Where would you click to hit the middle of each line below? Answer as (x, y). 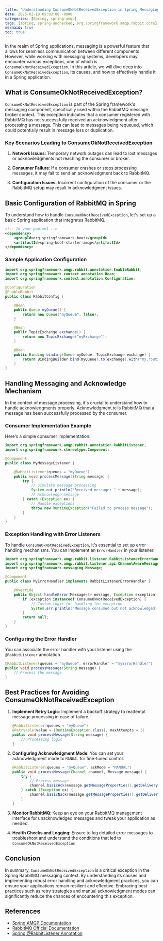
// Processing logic (42, 739)
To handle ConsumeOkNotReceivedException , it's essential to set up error (76, 545)
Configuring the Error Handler (41, 639)
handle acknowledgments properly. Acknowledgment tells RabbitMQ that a (80, 408)
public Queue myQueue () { (40, 310)
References (23, 911)
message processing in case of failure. (51, 717)
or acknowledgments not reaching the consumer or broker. (71, 158)
